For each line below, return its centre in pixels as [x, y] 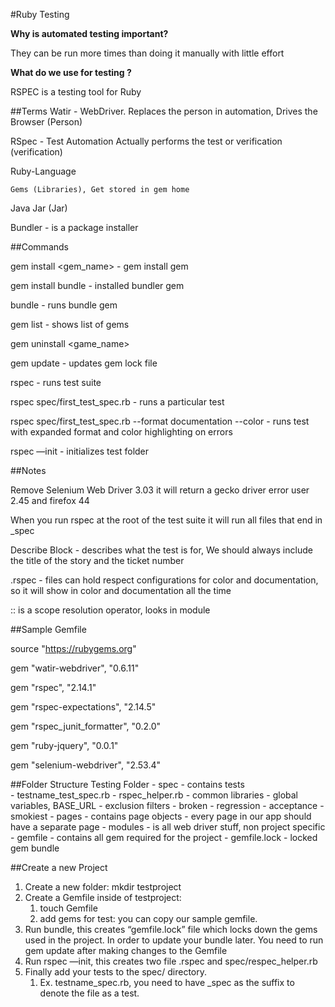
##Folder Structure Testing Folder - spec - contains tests [127, 784]
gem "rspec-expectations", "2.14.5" [83, 707]
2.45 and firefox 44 [50, 500]
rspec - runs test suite [56, 382]
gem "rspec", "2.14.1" [53, 687]
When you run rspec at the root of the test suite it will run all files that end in [166, 520]
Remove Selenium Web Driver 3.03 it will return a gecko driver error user [160, 490]
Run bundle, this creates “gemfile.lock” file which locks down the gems [171, 929]
